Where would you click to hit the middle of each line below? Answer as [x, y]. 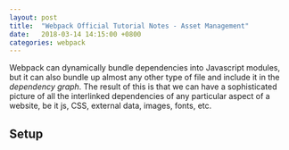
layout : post [33, 17]
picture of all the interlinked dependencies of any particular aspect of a [140, 96]
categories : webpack [48, 42]
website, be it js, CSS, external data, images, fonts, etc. [111, 106]
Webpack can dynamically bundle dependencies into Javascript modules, [145, 68]
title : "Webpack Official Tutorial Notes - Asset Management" [129, 26]
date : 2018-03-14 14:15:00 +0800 [75, 34]
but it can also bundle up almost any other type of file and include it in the [144, 78]
